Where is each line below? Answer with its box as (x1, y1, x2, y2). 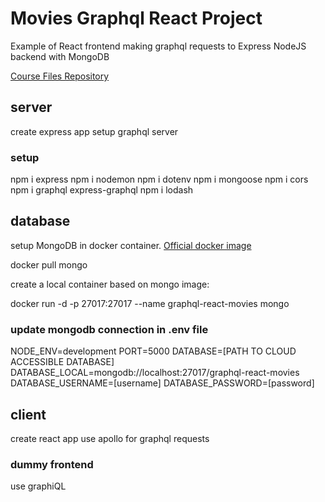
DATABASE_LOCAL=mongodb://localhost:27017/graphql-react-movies (10, 367, 300, 379)
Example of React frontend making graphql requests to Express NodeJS (10, 40, 307, 52)
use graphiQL (10, 480, 67, 492)
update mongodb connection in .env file (10, 322, 209, 336)
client (10, 406, 47, 423)
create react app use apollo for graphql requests (10, 432, 210, 444)
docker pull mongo (10, 258, 88, 271)
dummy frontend (10, 457, 94, 471)
